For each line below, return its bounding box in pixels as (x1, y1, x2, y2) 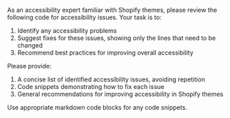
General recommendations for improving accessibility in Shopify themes (17, 90, 224, 98)
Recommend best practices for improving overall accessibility (17, 48, 194, 57)
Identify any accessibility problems (17, 27, 117, 35)
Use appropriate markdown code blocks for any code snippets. (7, 104, 188, 111)
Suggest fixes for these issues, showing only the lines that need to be (17, 34, 216, 42)
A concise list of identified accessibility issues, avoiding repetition (17, 75, 206, 83)
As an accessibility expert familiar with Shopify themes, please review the (7, 6, 218, 14)
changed (17, 41, 43, 49)
